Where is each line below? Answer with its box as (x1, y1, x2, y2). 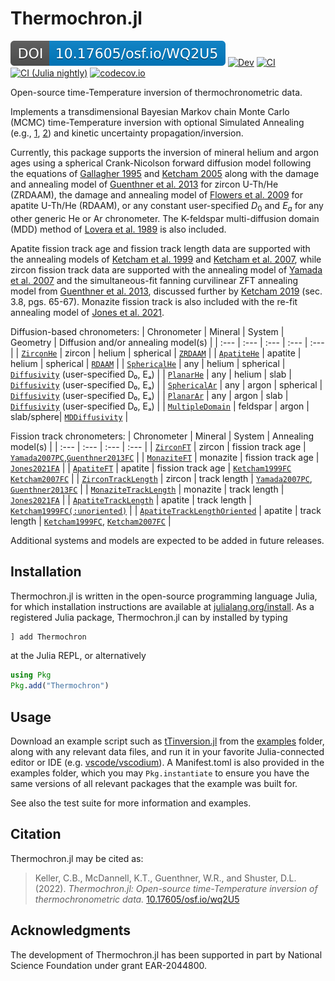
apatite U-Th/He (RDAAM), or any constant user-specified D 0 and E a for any (10, 199, 324, 214)
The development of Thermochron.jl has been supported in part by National (10, 948, 323, 961)
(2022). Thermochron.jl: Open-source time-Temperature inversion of (34, 882, 318, 894)
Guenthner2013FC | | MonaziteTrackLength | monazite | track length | (10, 483, 285, 495)
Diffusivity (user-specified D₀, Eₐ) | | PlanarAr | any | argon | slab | (10, 389, 289, 401)
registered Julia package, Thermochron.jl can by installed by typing (10, 611, 288, 623)
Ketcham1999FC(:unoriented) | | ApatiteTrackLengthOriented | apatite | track (10, 504, 322, 516)
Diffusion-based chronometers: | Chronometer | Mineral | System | (10, 325, 285, 337)
